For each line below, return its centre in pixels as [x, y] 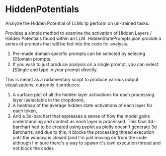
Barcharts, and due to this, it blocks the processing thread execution [83, 132]
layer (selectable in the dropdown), [49, 100]
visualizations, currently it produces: [43, 85]
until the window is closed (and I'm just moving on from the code [79, 137]
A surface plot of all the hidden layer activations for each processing [83, 94]
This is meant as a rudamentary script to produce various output [72, 79]
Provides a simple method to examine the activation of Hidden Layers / [78, 33]
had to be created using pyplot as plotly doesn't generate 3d [94, 127]
